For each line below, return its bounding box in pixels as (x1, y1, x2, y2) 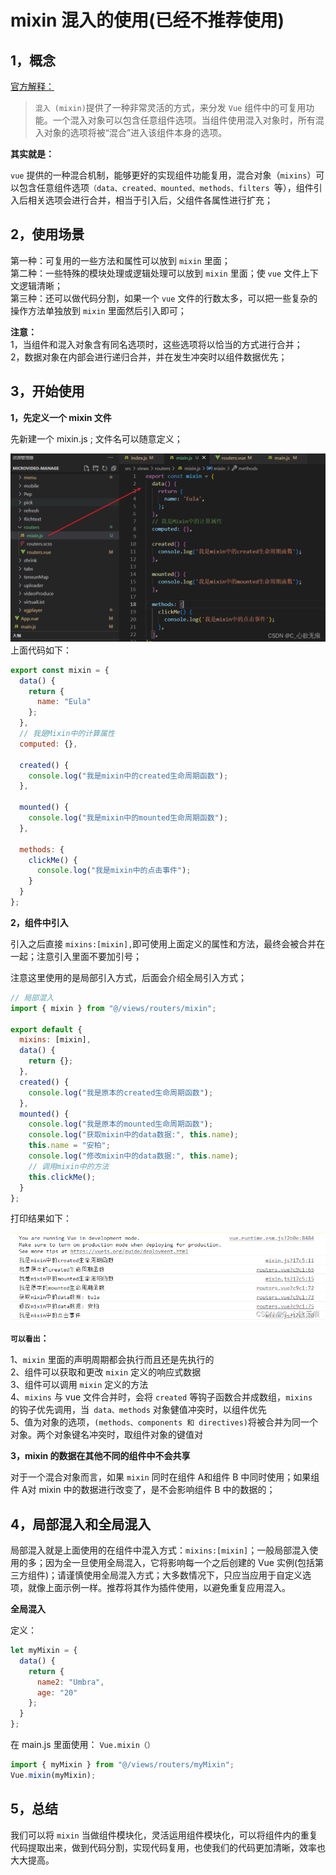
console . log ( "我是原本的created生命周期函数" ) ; (28, 1087, 214, 1098)
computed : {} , (19, 739, 78, 749)
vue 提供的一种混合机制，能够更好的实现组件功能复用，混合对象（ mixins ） (10, 169, 317, 181)
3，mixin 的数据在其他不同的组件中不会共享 (10, 1450, 191, 1462)
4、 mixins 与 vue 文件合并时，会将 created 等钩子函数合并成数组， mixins (10, 1391, 313, 1403)
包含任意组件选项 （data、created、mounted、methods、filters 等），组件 (18, 182, 314, 193)
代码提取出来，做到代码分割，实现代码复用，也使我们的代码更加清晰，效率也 (10, 1841, 326, 1853)
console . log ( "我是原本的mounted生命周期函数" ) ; (28, 1119, 214, 1130)
